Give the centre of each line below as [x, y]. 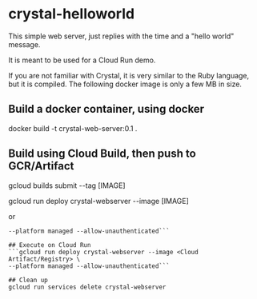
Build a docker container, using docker [106, 109]
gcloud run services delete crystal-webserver [87, 287]
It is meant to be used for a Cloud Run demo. [82, 60]
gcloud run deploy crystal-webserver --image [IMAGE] [99, 201]
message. [24, 44]
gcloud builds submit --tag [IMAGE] [67, 185]
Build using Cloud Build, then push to [102, 154]
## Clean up [28, 280]
